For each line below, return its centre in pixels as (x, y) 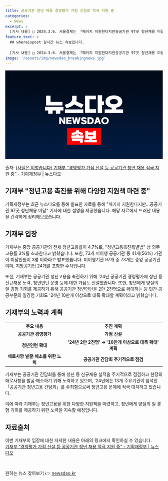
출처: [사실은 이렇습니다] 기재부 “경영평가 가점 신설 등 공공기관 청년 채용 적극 (79, 167)
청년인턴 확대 (34, 345)
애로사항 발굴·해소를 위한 (32, 356)
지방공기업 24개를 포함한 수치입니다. (51, 266)
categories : (17, 16)
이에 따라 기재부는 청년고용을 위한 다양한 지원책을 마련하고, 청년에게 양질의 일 (80, 404)
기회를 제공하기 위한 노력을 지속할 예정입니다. (54, 410)
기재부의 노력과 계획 (34, 313)
